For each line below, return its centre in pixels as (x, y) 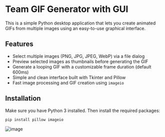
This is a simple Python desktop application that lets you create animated (80, 23)
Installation (23, 98)
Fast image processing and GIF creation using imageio (68, 82)
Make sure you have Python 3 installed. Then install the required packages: (83, 110)
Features (19, 44)
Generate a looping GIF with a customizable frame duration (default (82, 66)
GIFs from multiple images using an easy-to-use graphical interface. (75, 28)
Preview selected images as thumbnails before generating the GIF (80, 61)
